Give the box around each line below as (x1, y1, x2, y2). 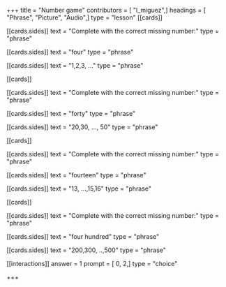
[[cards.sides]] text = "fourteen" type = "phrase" (6, 171, 146, 179)
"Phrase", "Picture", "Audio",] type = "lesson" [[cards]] (6, 13, 163, 22)
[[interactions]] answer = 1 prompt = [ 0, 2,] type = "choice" (6, 260, 178, 267)
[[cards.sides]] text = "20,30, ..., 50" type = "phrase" (6, 123, 158, 131)
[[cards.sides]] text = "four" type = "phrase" (6, 48, 134, 56)
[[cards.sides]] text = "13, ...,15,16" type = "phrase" (6, 184, 151, 193)
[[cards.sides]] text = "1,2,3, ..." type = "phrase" (6, 61, 144, 69)
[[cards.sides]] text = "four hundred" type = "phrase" (6, 233, 160, 240)
